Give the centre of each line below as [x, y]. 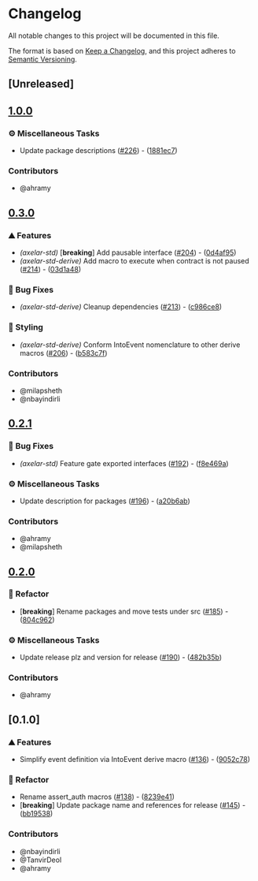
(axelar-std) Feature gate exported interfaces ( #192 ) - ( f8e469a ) [124, 463]
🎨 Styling [26, 327]
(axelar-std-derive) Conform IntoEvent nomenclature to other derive [130, 345]
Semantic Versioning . [42, 59]
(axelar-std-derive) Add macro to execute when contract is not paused [134, 261]
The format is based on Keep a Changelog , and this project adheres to [122, 50]
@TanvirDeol [41, 860]
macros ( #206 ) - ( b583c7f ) [63, 353]
